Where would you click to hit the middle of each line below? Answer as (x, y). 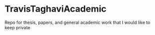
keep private (17, 27)
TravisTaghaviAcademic (56, 9)
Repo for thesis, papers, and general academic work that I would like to (77, 22)
